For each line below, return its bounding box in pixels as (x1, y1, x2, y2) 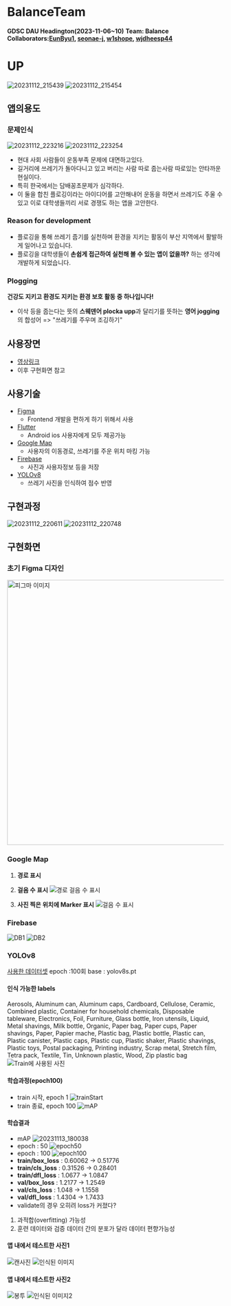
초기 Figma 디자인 (7, 563, 64, 573)
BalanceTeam (7, 4, 86, 20)
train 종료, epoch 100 (16, 1102, 76, 1110)
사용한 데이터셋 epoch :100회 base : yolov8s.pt (7, 967, 137, 976)
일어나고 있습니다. (24, 241, 73, 249)
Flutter (16, 423, 36, 431)
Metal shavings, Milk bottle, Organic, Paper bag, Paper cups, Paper (7, 1022, 197, 1030)
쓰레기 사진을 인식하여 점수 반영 (27, 478, 112, 487)
